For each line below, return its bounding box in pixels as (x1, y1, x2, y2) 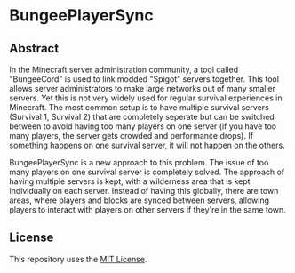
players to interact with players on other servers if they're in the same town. (9, 205, 286, 214)
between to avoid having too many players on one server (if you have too (9, 121, 277, 132)
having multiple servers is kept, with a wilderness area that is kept (9, 176, 251, 187)
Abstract (9, 41, 60, 56)
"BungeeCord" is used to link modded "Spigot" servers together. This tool (9, 74, 280, 84)
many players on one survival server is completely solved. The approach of (9, 166, 285, 177)
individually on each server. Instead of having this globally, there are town (9, 186, 279, 196)
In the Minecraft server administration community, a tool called (9, 64, 238, 75)
